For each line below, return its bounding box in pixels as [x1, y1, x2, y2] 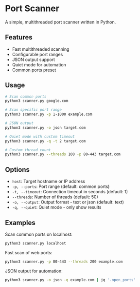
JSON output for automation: [5, 268, 63, 274]
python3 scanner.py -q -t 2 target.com [5, 139, 86, 143]
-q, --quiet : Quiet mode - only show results [12, 205, 102, 210]
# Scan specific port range [5, 107, 62, 112]
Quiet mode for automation [12, 61, 67, 67]
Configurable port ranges [12, 51, 63, 57]
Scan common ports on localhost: [5, 231, 73, 237]
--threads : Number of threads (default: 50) [12, 194, 98, 200]
